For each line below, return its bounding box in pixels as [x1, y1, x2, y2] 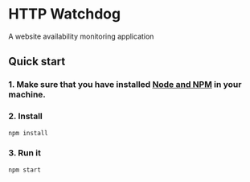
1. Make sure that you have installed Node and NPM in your [8, 79, 242, 90]
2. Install [8, 110, 43, 122]
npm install [8, 129, 48, 137]
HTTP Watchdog [8, 5, 121, 23]
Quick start [8, 55, 66, 68]
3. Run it [8, 147, 42, 159]
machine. [8, 89, 47, 101]
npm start [8, 166, 42, 174]
